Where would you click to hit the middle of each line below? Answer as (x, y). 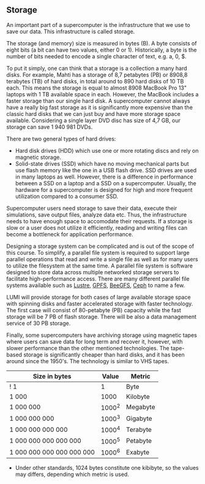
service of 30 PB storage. (39, 323)
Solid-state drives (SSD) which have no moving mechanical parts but (102, 163)
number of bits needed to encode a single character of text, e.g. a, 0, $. (96, 56)
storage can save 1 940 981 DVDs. (50, 127)
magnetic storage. (38, 157)
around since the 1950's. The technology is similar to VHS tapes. (88, 361)
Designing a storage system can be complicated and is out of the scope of (100, 246)
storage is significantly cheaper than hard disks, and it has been (104, 355)
